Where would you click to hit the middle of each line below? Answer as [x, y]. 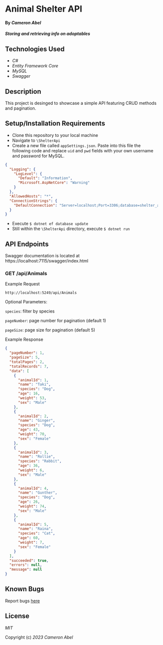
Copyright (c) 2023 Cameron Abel [39, 637]
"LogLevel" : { [28, 174]
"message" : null [26, 570]
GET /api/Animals [26, 274]
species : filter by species [30, 311]
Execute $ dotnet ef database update [50, 224]
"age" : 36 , [29, 466]
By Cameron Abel [23, 22]
